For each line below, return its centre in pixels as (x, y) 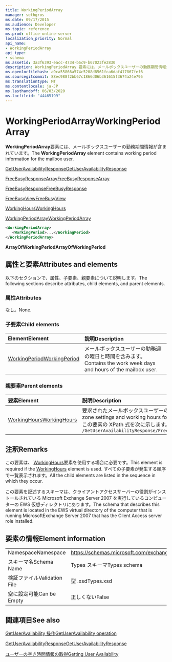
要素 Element (23, 400)
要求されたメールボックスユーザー (123, 410)
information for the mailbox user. (40, 159)
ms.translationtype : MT (31, 81)
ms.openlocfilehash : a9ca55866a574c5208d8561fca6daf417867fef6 (74, 72)
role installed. (20, 521)
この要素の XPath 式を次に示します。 (126, 424)
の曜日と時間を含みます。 (115, 356)
